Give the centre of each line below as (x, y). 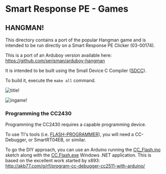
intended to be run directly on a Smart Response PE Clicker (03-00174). (80, 45)
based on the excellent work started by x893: (53, 161)
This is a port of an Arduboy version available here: (59, 55)
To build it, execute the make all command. (51, 80)
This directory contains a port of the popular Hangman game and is (76, 40)
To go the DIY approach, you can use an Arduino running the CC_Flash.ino (83, 150)
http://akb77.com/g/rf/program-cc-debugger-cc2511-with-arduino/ (75, 166)
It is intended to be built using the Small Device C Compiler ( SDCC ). (76, 70)
